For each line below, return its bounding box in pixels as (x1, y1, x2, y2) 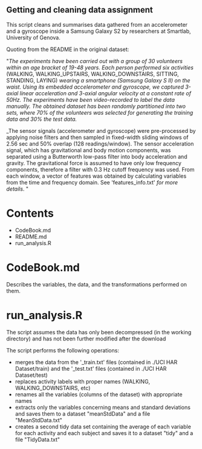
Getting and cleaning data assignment (6, 5, 153, 15)
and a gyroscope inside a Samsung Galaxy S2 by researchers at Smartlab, (6, 27, 192, 35)
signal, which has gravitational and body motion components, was (6, 146, 171, 154)
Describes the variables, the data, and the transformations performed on (6, 280, 187, 288)
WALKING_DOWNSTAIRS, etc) (15, 384, 91, 391)
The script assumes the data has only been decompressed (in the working (6, 328, 192, 336)
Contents (6, 206, 54, 220)
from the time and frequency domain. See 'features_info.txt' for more (6, 178, 178, 186)
